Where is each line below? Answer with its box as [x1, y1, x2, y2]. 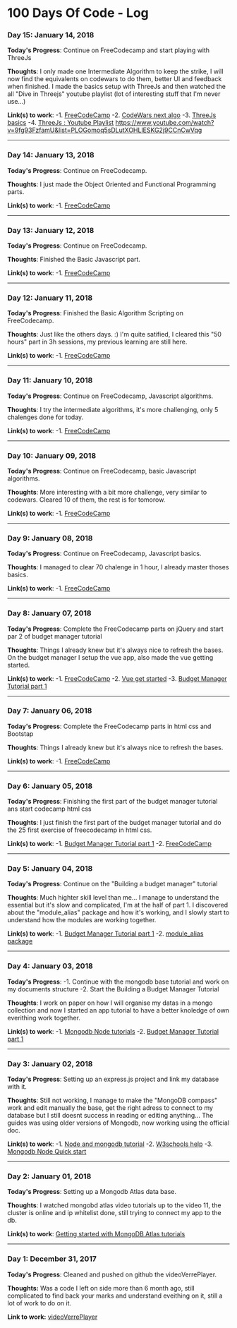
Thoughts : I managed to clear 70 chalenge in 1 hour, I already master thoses [7, 563, 229, 572]
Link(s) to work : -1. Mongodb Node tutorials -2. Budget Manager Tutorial [7, 1027, 219, 1035]
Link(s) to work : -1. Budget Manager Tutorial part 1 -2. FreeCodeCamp [7, 840, 212, 848]
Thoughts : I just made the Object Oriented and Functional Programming [7, 180, 217, 188]
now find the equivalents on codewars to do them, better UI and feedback [7, 75, 222, 83]
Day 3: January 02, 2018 [7, 1058, 93, 1068]
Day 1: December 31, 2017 [7, 1254, 97, 1264]
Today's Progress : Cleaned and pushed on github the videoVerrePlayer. [7, 1270, 217, 1279]
